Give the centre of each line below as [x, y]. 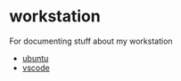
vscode [36, 68]
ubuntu [35, 58]
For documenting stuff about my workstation [91, 41]
